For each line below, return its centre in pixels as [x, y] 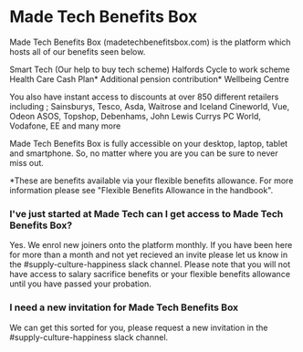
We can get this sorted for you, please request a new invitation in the [139, 327]
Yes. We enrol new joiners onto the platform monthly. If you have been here [151, 245]
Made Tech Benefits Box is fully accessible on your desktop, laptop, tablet [149, 143]
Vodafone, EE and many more [65, 126]
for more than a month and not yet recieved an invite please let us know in [149, 255]
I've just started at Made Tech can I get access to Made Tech [146, 213]
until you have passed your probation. [81, 284]
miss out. [26, 162]
